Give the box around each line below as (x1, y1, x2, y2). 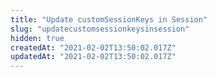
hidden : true (10, 33, 65, 43)
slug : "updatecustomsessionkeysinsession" (10, 24, 190, 34)
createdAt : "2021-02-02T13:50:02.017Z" (10, 42, 177, 53)
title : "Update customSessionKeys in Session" (10, 14, 208, 25)
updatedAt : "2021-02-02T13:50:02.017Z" (10, 52, 177, 62)
